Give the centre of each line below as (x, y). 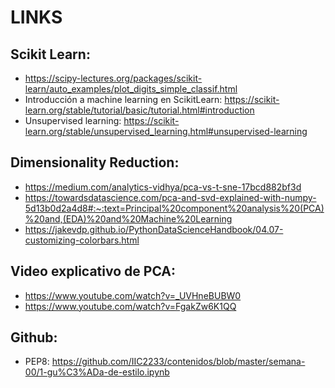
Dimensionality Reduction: (95, 162)
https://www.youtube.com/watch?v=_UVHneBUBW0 (133, 295)
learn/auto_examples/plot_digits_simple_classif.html (131, 89)
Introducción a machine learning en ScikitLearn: (123, 99)
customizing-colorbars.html (82, 240)
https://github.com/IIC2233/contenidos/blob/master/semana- (178, 362)
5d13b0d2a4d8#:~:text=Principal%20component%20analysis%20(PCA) (174, 208)
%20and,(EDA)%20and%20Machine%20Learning (128, 218)
